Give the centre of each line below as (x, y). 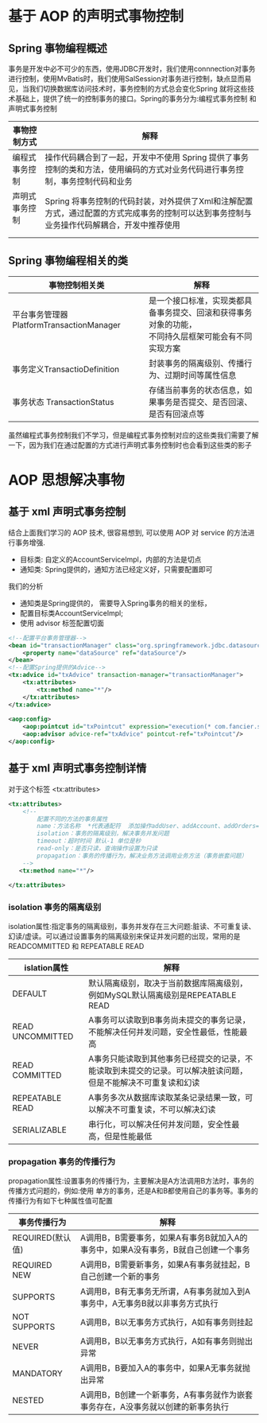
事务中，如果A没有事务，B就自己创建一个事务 (165, 1250)
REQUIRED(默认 (42, 1238)
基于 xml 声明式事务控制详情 (77, 768)
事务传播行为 (43, 1222)
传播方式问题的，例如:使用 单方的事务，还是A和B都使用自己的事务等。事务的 (133, 1191)
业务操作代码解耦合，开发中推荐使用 (112, 225)
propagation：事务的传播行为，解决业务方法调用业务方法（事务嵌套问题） (142, 856)
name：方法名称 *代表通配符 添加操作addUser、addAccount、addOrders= (148, 826)
